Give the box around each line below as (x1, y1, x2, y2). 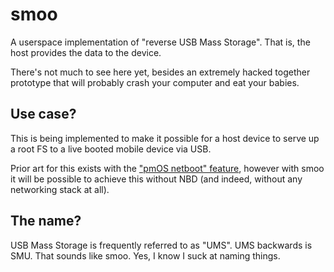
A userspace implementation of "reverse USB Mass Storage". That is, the (10, 36, 311, 48)
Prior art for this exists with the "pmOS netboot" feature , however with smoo (10, 162, 325, 174)
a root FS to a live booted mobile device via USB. (10, 143, 212, 155)
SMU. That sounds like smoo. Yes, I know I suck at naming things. (10, 249, 281, 262)
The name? (10, 213, 82, 230)
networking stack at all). (10, 183, 110, 195)
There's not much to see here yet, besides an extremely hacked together (10, 66, 311, 78)
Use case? (10, 106, 77, 123)
